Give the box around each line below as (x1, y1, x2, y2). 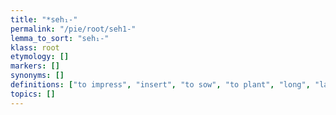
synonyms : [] (10, 71, 65, 81)
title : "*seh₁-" (10, 14, 78, 25)
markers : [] (10, 61, 60, 71)
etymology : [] (10, 52, 70, 62)
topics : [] (10, 89, 56, 99)
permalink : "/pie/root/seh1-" (10, 24, 137, 34)
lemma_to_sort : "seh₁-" (10, 33, 110, 43)
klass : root (10, 42, 60, 53)
